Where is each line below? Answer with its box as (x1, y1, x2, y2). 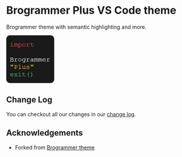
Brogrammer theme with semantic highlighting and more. (6, 23, 147, 30)
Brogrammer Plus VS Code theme (6, 4, 177, 17)
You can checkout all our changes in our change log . (6, 110, 136, 118)
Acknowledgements (6, 128, 83, 138)
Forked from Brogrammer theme (14, 144, 95, 151)
